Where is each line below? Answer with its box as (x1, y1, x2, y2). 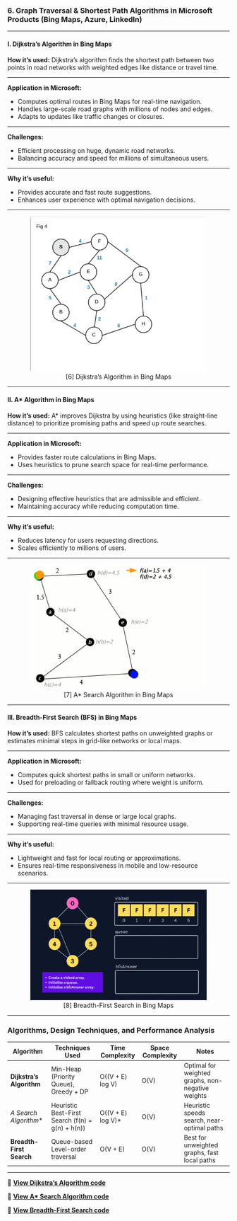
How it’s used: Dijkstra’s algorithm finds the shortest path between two (7, 55, 214, 64)
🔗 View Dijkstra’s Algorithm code (7, 1178, 106, 1187)
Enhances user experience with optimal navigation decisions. (17, 195, 196, 204)
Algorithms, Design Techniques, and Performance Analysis (7, 1025, 215, 1035)
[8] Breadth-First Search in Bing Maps (63, 1001, 174, 1009)
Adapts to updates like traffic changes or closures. (17, 112, 164, 120)
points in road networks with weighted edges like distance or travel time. (7, 63, 219, 71)
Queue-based (51, 1137, 93, 1145)
